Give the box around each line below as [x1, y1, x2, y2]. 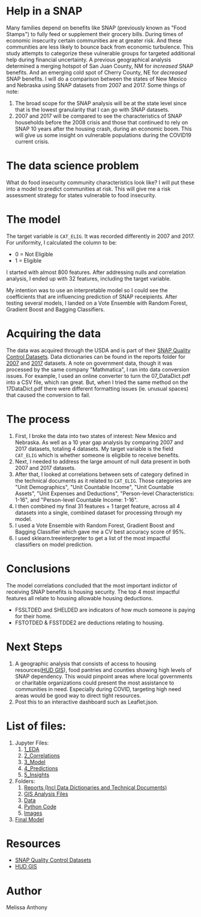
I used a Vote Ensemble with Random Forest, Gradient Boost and [14, 522, 175, 529]
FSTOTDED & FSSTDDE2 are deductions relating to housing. [14, 619, 164, 626]
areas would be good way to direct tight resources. [14, 692, 142, 699]
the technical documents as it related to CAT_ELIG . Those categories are [14, 477, 192, 484]
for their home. [14, 612, 52, 620]
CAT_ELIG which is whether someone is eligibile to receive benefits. [14, 451, 180, 458]
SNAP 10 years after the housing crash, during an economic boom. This [14, 125, 192, 132]
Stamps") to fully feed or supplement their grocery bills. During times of [6, 30, 184, 37]
